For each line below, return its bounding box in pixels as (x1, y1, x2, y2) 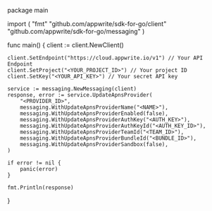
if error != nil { (7, 159, 61, 167)
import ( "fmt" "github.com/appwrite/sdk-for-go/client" (7, 20, 167, 28)
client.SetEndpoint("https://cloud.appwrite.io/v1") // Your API (7, 54, 203, 61)
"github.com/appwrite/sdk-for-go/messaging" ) (7, 28, 145, 35)
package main (7, 6, 49, 14)
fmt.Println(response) (7, 184, 74, 191)
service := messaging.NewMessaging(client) (7, 85, 137, 92)
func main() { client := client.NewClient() (7, 41, 125, 49)
